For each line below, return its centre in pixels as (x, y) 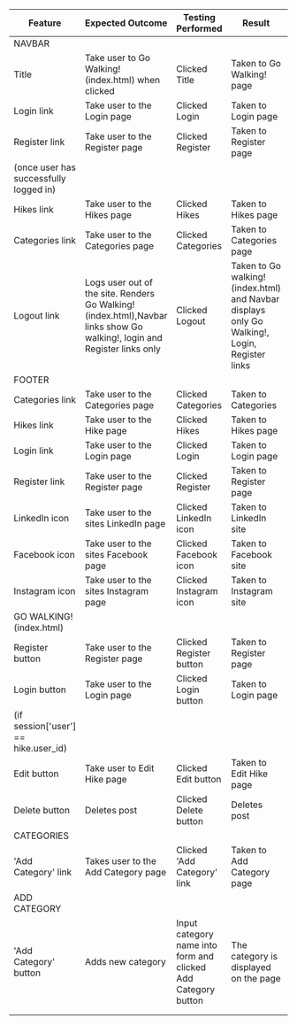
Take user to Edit (119, 768)
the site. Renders (120, 293)
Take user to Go (118, 58)
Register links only (122, 349)
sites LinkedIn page (125, 524)
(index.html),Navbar (126, 316)
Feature (45, 23)
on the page (256, 979)
